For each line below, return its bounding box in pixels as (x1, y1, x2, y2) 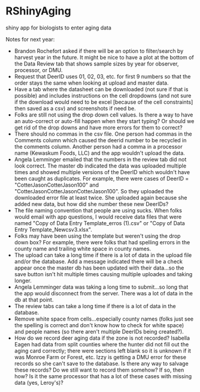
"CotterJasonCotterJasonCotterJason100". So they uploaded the (14, 187, 174, 194)
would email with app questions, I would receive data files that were (14, 213, 182, 220)
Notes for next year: (5, 35, 55, 43)
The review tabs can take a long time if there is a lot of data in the (14, 302, 176, 310)
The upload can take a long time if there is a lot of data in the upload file (14, 251, 192, 259)
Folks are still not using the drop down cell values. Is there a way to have (14, 111, 193, 118)
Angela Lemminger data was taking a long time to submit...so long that (14, 283, 189, 291)
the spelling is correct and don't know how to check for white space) (14, 321, 184, 328)
